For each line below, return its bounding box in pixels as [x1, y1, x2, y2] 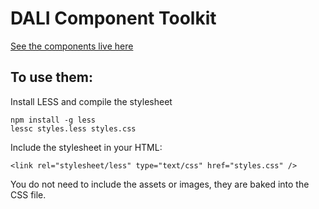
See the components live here [10, 40, 134, 52]
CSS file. [10, 188, 47, 201]
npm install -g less [10, 115, 97, 125]
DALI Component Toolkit [10, 7, 217, 30]
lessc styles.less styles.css [10, 123, 137, 134]
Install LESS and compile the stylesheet [10, 95, 173, 107]
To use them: [10, 69, 94, 86]
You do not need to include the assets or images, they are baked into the [10, 178, 310, 190]
